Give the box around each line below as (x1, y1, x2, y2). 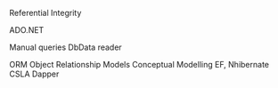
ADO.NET (9, 25, 45, 35)
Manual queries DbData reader (9, 42, 122, 52)
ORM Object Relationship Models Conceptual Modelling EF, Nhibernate (9, 60, 270, 69)
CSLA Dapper (9, 68, 60, 79)
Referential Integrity (9, 8, 82, 18)
